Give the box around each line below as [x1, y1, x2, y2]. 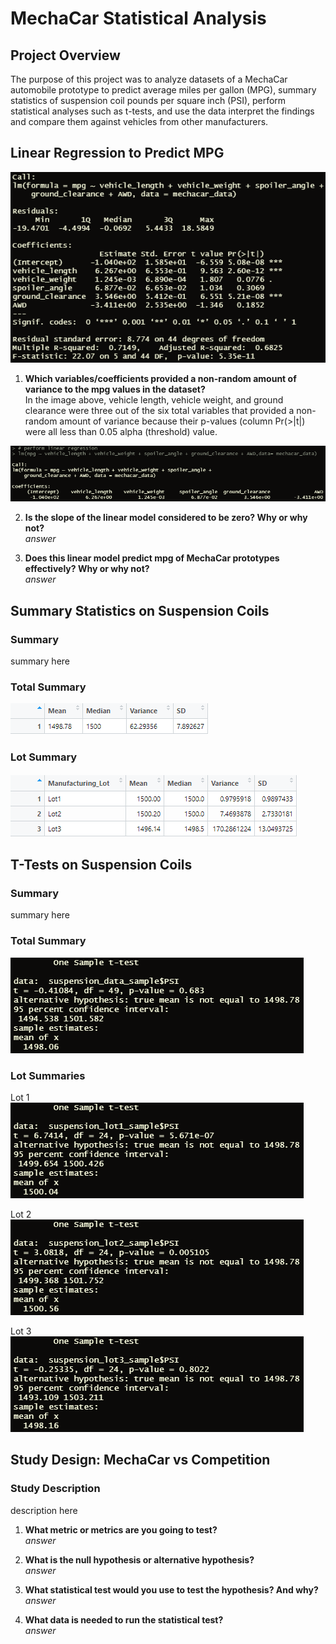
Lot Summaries [10, 1068, 86, 1082]
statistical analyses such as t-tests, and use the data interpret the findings [10, 105, 315, 117]
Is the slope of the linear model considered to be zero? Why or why [24, 512, 308, 524]
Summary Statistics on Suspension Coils [10, 602, 270, 619]
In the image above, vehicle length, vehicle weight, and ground [24, 394, 284, 406]
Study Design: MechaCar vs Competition [10, 1452, 271, 1469]
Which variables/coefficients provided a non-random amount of [24, 373, 297, 385]
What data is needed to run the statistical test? [24, 1613, 224, 1626]
